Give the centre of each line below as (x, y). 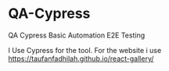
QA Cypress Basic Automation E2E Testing (77, 35)
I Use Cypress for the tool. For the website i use (85, 50)
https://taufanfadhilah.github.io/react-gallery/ (81, 59)
